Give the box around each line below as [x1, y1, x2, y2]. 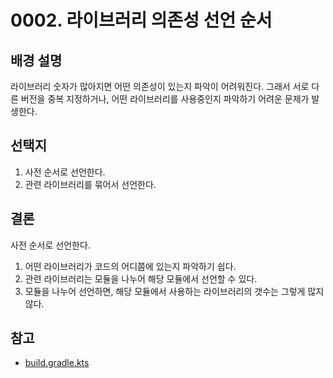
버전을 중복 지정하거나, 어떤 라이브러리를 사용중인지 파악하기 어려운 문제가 [20, 93, 310, 105]
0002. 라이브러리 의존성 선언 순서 [10, 9, 273, 32]
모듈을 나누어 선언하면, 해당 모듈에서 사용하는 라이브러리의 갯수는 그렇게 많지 [24, 285, 325, 297]
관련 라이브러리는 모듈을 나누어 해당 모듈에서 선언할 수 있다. [24, 272, 258, 285]
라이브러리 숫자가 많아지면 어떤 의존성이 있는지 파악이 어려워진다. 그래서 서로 [10, 81, 310, 92]
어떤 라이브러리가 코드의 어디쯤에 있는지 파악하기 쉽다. [24, 260, 237, 272]
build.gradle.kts [24, 357, 90, 369]
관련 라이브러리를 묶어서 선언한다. [24, 178, 157, 190]
